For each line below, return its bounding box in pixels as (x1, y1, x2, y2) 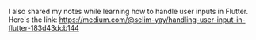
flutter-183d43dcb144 (8, 24, 79, 32)
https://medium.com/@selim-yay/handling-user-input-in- (59, 15, 246, 24)
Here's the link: (8, 15, 58, 24)
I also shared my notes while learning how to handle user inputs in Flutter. (8, 7, 249, 16)
